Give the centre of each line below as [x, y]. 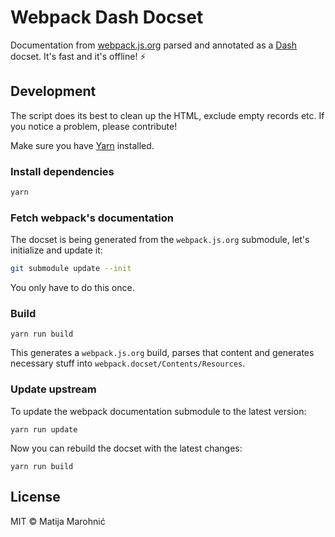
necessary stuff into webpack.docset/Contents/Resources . [128, 363]
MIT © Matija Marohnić [58, 521]
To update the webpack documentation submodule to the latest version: [158, 411]
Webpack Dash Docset [107, 17]
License [35, 497]
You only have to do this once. [72, 288]
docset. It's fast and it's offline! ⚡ [78, 56]
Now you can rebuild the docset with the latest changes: [126, 448]
